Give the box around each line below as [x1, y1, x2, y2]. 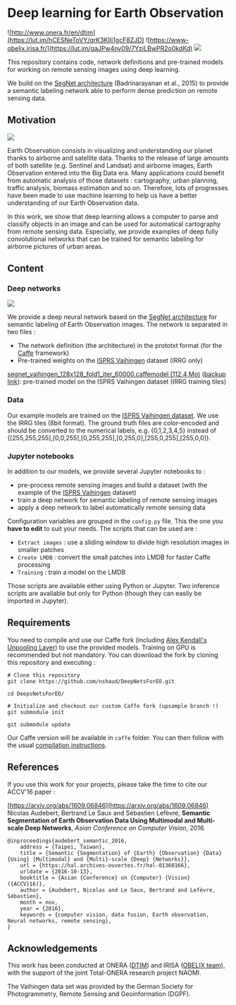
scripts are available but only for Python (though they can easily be [7, 589, 202, 598]
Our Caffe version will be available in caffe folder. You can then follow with [7, 733, 224, 742]
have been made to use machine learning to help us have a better [7, 191, 198, 199]
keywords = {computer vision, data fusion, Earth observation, [20, 911, 210, 918]
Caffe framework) [17, 349, 69, 357]
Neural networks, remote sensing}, [7, 917, 112, 924]
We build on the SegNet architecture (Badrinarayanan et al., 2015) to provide [7, 79, 229, 87]
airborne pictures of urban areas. [7, 242, 104, 251]
